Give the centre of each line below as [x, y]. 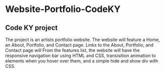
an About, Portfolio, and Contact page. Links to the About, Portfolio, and [79, 45]
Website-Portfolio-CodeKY [63, 9]
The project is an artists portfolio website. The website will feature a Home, [83, 39]
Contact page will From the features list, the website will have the [72, 50]
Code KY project [31, 28]
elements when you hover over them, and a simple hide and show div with [82, 61]
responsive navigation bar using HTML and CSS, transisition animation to [81, 55]
